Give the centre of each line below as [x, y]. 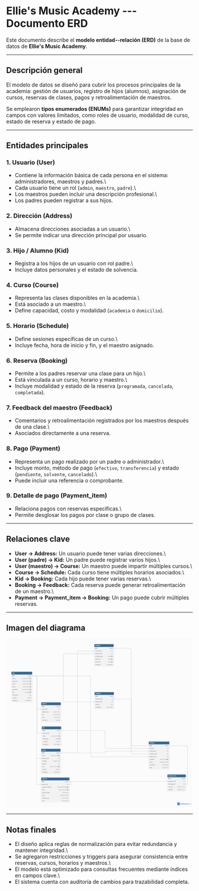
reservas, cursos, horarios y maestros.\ [63, 863]
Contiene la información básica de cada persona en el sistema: [92, 175]
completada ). [30, 392]
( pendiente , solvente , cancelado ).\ [56, 474]
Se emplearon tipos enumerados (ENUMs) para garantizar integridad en [95, 108]
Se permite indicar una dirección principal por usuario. [81, 235]
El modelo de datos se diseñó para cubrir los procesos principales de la [94, 85]
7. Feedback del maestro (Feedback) [59, 407]
